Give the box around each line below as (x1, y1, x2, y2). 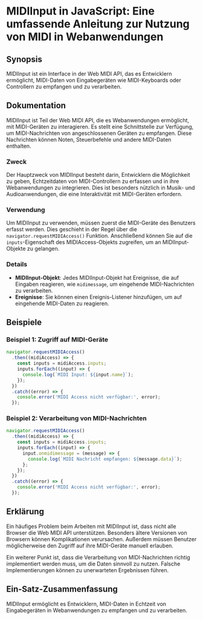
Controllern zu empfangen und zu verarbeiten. (6, 83, 122, 90)
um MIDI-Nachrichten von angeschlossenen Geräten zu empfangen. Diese (6, 129, 192, 137)
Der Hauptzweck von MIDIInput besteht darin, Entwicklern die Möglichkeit (6, 171, 190, 179)
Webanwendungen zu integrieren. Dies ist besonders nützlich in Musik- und (6, 184, 195, 191)
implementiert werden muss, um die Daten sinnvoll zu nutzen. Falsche (6, 560, 181, 567)
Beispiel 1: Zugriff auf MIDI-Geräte (6, 335, 109, 344)
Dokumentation (6, 101, 66, 111)
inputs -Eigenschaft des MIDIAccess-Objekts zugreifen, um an (6, 239, 161, 246)
